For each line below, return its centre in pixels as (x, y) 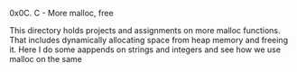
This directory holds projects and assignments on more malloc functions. (145, 30)
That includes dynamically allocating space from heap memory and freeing (149, 40)
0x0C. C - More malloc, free (62, 13)
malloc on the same (46, 59)
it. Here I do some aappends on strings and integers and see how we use (145, 49)
